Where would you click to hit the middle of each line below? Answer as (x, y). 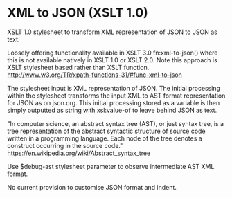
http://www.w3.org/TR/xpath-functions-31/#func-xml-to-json (95, 75)
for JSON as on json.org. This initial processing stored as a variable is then (114, 102)
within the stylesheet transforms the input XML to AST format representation (116, 96)
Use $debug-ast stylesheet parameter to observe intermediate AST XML (111, 166)
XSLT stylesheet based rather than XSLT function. (78, 67)
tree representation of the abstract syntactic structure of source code (106, 131)
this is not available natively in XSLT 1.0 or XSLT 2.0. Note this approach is (113, 60)
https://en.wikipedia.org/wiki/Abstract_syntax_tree (79, 153)
